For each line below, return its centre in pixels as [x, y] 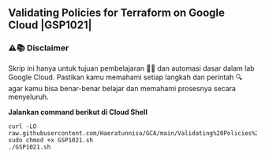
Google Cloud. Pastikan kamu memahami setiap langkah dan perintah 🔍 [125, 77]
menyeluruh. [28, 97]
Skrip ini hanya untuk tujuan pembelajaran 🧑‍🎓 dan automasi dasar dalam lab [131, 68]
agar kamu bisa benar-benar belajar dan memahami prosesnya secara [122, 88]
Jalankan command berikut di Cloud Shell [78, 112]
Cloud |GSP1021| [50, 26]
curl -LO [22, 126]
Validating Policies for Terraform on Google [117, 13]
